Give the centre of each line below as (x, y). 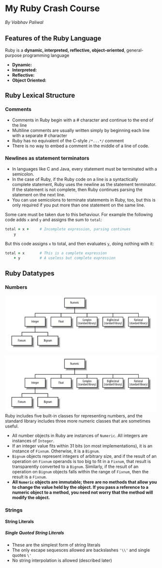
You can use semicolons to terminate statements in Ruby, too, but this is (84, 200)
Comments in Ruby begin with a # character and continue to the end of (83, 120)
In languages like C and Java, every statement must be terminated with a (84, 169)
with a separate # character (39, 135)
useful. (12, 426)
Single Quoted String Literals (35, 533)
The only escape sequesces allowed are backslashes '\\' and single (81, 550)
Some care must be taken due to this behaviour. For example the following (79, 214)
